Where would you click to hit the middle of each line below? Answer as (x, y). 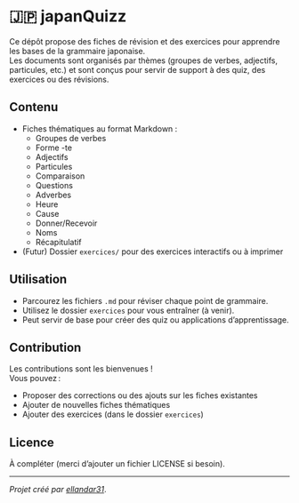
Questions (54, 185)
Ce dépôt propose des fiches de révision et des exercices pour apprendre (145, 41)
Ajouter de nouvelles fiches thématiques (96, 405)
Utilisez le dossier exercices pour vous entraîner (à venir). (128, 310)
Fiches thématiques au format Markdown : (100, 128)
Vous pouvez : (35, 379)
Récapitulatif (58, 242)
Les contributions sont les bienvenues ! (81, 369)
